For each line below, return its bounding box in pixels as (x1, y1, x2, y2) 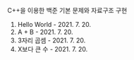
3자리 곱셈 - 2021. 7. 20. (17, 36, 86, 44)
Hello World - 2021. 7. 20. (17, 20, 92, 28)
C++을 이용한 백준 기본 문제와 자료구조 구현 (7, 6, 128, 14)
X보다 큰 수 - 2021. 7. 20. (17, 45, 88, 53)
